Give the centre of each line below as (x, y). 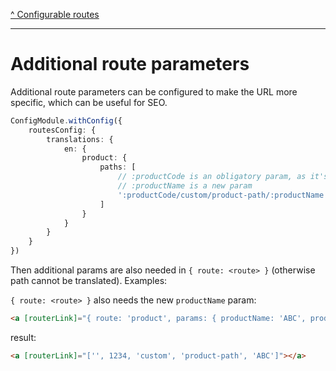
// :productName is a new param (185, 186)
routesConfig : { (62, 130)
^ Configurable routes (55, 14)
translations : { (80, 139)
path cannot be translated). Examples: (89, 281)
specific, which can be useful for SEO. (89, 102)
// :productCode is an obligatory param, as (212, 177)
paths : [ (118, 167)
